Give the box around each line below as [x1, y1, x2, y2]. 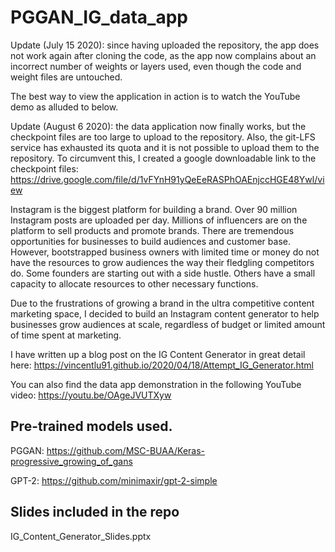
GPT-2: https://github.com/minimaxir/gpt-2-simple [10, 474, 218, 486]
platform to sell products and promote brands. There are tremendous [10, 224, 295, 236]
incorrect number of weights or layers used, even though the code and [10, 60, 302, 72]
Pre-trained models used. [10, 418, 173, 435]
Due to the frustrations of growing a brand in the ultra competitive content [10, 297, 315, 309]
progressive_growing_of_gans [10, 455, 133, 467]
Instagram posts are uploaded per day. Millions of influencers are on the [10, 214, 308, 226]
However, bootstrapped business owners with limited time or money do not [10, 246, 320, 258]
